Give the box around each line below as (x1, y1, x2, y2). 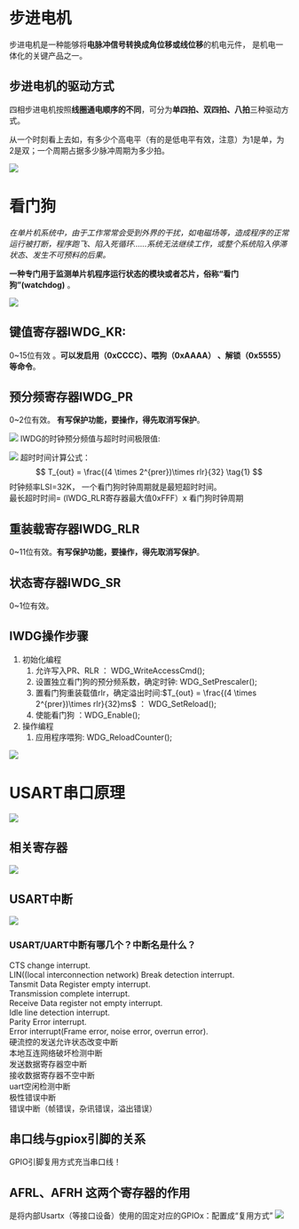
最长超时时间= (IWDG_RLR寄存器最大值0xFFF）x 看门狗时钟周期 (9, 493, 244, 503)
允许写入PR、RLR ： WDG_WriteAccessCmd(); (35, 665, 206, 676)
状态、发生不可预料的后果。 (9, 250, 111, 260)
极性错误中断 (9, 1091, 56, 1102)
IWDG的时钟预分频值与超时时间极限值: (20, 433, 161, 444)
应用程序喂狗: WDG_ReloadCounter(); (35, 732, 173, 742)
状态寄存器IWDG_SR (9, 575, 122, 591)
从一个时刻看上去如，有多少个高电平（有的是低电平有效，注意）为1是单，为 (9, 134, 285, 145)
